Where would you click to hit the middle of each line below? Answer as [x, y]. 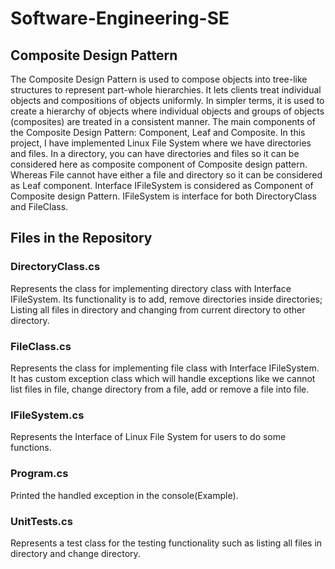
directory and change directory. [75, 553]
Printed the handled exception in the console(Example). [124, 495]
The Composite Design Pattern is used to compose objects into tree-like [159, 79]
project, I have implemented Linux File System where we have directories [161, 143]
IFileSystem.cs [47, 415]
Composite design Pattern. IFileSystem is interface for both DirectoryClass [163, 196]
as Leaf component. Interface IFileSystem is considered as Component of [162, 185]
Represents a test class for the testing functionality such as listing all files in [166, 543]
